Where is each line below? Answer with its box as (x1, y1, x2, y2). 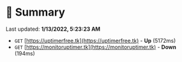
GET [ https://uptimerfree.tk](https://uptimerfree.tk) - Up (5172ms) (14, 37, 176, 44)
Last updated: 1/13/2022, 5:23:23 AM (5, 25, 101, 33)
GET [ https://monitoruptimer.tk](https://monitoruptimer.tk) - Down (14, 43, 177, 51)
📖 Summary (5, 5, 65, 19)
